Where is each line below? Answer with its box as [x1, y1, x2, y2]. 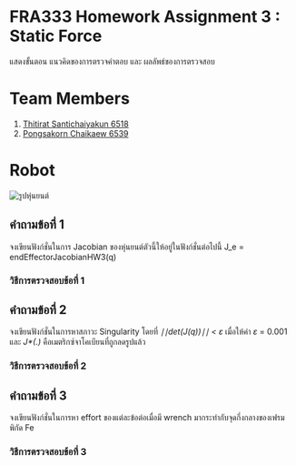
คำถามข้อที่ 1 [9, 217, 65, 233]
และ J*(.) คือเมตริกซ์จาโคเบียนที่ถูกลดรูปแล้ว [9, 337, 146, 348]
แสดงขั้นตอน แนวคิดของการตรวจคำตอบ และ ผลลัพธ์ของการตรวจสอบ [9, 56, 215, 66]
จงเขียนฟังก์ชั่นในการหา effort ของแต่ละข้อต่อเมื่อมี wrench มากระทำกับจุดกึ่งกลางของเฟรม [9, 412, 285, 423]
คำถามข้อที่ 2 [9, 302, 67, 318]
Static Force [9, 25, 103, 46]
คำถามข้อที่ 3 [9, 388, 67, 403]
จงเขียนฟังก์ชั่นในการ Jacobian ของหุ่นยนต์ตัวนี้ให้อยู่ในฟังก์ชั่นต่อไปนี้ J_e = [9, 241, 245, 252]
